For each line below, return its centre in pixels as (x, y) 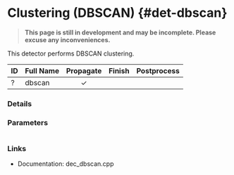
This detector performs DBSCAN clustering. (71, 53)
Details (20, 103)
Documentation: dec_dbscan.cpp (66, 164)
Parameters (27, 122)
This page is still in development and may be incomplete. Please (120, 32)
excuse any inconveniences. (67, 39)
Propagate (84, 70)
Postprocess (158, 70)
